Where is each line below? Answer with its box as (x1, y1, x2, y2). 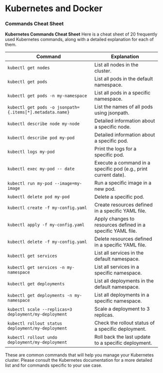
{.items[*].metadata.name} (7, 110, 70, 115)
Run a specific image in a (94, 180, 152, 186)
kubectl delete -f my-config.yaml (7, 239, 87, 245)
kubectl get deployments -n (7, 293, 72, 298)
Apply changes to (94, 215, 135, 222)
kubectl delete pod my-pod (7, 194, 70, 200)
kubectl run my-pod (7, 181, 52, 186)
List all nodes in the (94, 61, 139, 68)
